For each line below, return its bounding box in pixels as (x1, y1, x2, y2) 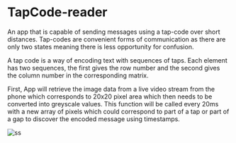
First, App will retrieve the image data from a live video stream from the (7, 85, 215, 93)
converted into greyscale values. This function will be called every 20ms (7, 99, 219, 108)
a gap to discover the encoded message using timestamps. (7, 114, 181, 123)
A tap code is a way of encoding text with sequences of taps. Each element (7, 56, 228, 64)
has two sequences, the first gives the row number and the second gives (7, 63, 220, 72)
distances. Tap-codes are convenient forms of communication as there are (7, 35, 226, 43)
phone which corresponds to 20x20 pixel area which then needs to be (7, 92, 213, 101)
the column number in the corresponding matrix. (7, 71, 149, 80)
